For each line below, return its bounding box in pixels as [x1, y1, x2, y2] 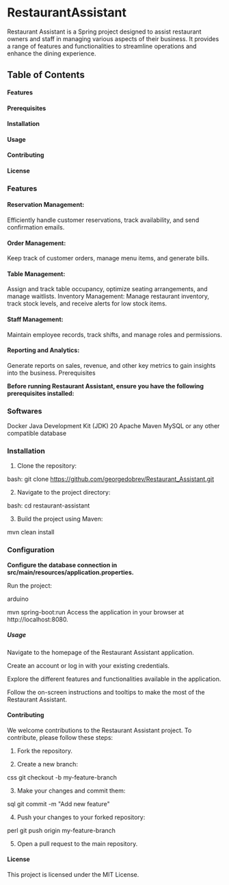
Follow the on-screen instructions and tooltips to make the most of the [7, 688, 205, 696]
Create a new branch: [16, 760, 79, 768]
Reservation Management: [7, 201, 85, 209]
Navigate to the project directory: [16, 488, 111, 497]
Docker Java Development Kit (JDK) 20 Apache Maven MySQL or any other [7, 422, 220, 430]
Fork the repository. [16, 747, 73, 755]
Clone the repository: [16, 462, 77, 470]
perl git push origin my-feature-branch [7, 826, 116, 834]
